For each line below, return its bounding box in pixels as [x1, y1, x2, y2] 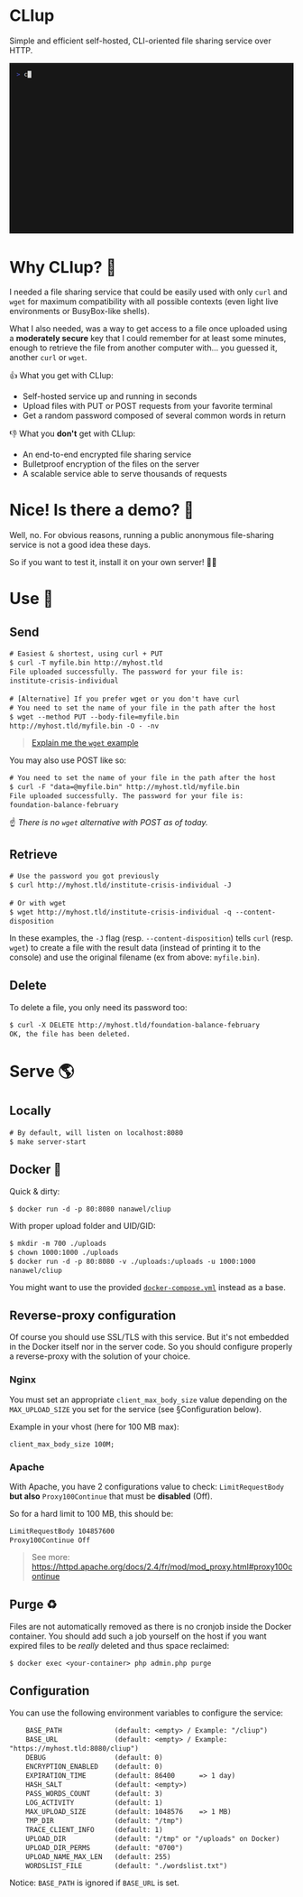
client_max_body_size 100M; [9, 1439, 115, 1449]
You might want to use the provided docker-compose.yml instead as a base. [9, 1281, 287, 1292]
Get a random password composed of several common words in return [22, 410, 286, 421]
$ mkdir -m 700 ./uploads [9, 1239, 106, 1248]
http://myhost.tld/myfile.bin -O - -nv [9, 721, 160, 731]
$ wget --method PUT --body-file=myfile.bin [9, 712, 179, 722]
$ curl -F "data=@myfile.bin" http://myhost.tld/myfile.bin [9, 783, 241, 792]
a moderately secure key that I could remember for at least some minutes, [9, 333, 287, 344]
